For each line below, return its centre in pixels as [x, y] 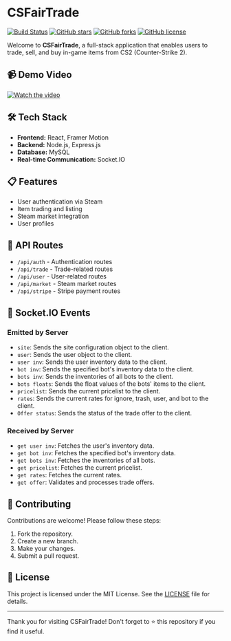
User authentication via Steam [60, 202]
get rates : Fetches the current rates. [69, 475]
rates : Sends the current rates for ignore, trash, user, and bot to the [113, 398]
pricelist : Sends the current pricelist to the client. [89, 391]
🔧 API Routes [35, 245]
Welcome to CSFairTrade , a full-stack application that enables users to [108, 45]
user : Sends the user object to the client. [75, 354]
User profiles [35, 224]
